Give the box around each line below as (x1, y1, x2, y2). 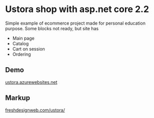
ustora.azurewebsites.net (5, 79, 57, 85)
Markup (5, 94, 30, 102)
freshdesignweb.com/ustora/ (5, 107, 65, 113)
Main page (12, 35, 35, 41)
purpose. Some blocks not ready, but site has (5, 25, 99, 31)
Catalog (12, 40, 29, 46)
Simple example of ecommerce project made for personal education (5, 20, 146, 26)
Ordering (12, 51, 31, 57)
